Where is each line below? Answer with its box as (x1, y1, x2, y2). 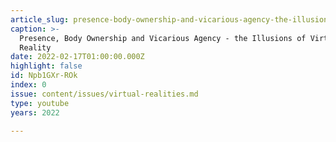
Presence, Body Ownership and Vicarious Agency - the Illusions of (19, 33, 307, 43)
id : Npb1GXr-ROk (10, 71, 78, 81)
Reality (19, 42, 52, 53)
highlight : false (10, 61, 83, 71)
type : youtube (10, 98, 70, 108)
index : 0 (10, 80, 47, 90)
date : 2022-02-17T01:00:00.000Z (10, 52, 145, 62)
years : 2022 (10, 107, 60, 118)
